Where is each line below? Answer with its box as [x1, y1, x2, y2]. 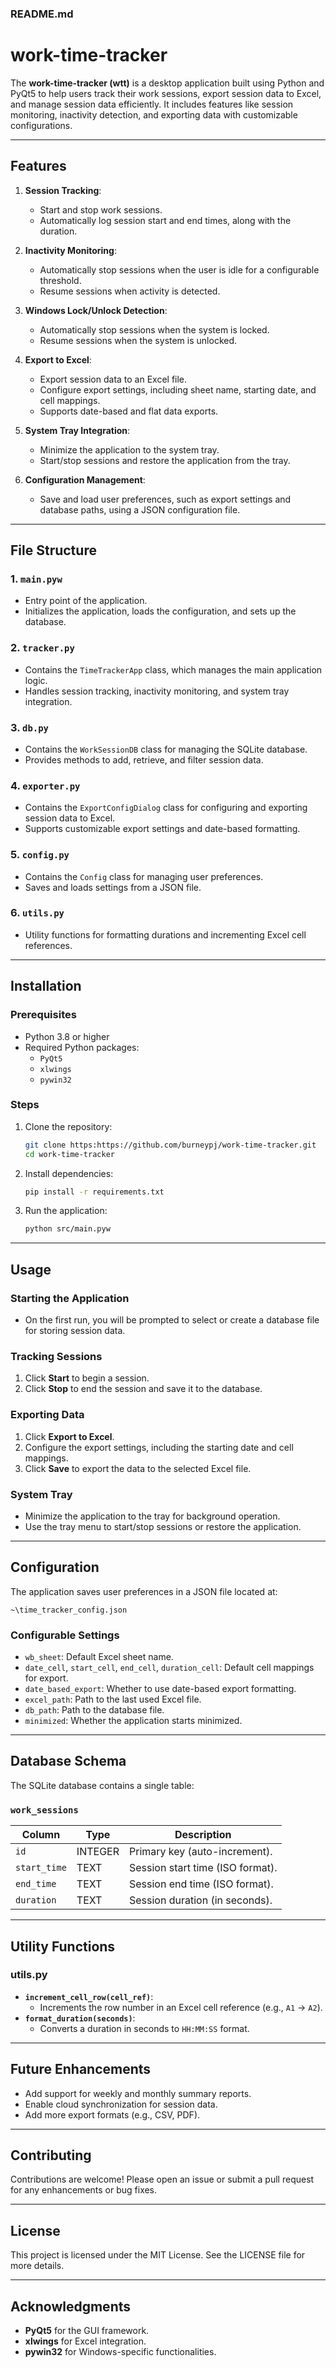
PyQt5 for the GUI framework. [24, 2325, 150, 2337]
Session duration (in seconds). [129, 1893, 273, 1907]
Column [21, 1828, 61, 1842]
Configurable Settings [10, 1628, 120, 1642]
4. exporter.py [10, 778, 81, 792]
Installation [10, 978, 82, 995]
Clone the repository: [24, 1120, 113, 1132]
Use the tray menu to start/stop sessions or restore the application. [24, 1520, 302, 1532]
